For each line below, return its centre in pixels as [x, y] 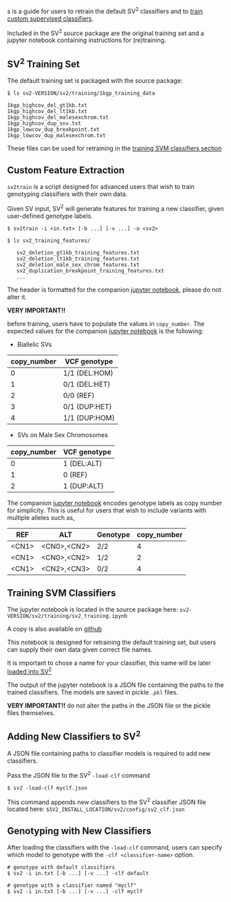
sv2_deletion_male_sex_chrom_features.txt [78, 265]
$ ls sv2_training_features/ [49, 241]
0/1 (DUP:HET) [87, 406]
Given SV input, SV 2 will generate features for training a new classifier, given [115, 208]
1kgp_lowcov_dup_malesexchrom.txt [57, 136]
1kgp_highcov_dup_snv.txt [44, 123]
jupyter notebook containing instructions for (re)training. [87, 40]
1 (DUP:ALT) [84, 485]
